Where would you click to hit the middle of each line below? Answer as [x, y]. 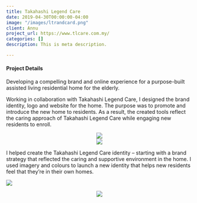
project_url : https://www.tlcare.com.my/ [58, 34]
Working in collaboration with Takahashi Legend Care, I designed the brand [98, 99]
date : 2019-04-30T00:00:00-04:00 [47, 17]
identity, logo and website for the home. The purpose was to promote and [96, 106]
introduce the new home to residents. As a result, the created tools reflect [96, 112]
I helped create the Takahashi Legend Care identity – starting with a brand [96, 153]
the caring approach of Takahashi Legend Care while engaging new [89, 118]
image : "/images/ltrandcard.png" [47, 22]
